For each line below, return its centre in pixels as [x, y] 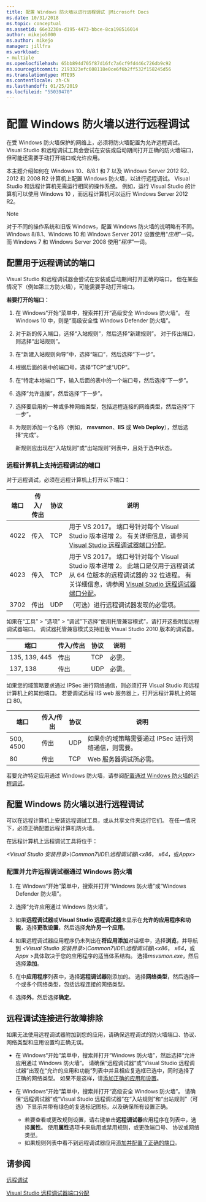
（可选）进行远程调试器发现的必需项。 [124, 605]
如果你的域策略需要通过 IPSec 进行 [137, 739]
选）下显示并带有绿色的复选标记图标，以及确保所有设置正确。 [93, 1106]
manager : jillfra [29, 47]
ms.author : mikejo [30, 41]
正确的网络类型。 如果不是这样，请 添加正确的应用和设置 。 [89, 1078]
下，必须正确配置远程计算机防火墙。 [52, 828]
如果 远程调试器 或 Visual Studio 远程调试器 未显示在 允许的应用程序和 [100, 920]
